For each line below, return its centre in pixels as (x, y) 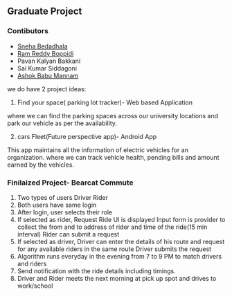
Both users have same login (57, 205)
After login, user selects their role (65, 212)
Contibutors (28, 31)
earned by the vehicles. (41, 165)
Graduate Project (45, 11)
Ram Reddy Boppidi (45, 53)
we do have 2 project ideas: (47, 89)
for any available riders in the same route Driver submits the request (114, 249)
